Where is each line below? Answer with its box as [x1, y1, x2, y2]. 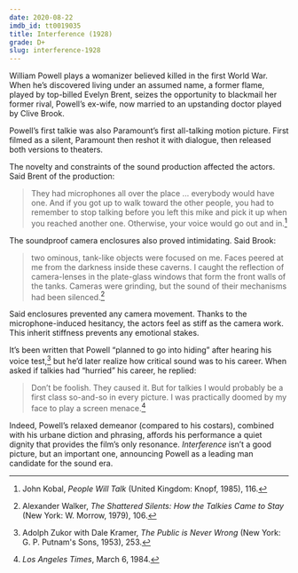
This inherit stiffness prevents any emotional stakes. [9, 328, 200, 338]
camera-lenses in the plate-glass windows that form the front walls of [30, 271, 286, 282]
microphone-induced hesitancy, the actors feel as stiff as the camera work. [9, 318, 284, 329]
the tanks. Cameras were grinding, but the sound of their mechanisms [30, 281, 287, 291]
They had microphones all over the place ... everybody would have [30, 188, 275, 199]
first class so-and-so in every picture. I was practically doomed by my [30, 392, 287, 402]
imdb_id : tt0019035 [9, 21, 82, 30]
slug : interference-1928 [9, 46, 101, 55]
